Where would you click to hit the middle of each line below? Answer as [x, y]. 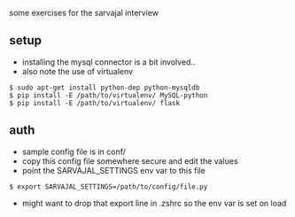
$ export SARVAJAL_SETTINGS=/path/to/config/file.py [109, 186]
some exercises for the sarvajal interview [84, 13]
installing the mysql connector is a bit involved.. [109, 62]
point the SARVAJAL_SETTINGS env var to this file [113, 170]
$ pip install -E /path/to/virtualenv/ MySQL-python [109, 95]
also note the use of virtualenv [78, 71]
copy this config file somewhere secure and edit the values [130, 161]
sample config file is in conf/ [74, 151]
